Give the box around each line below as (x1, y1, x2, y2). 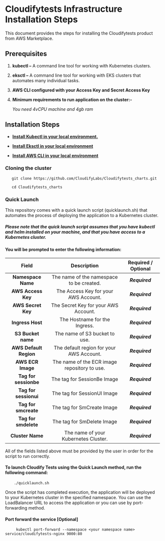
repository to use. (64, 364, 106, 371)
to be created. (68, 280, 101, 286)
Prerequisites (5, 50, 47, 58)
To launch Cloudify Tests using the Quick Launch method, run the (5, 464, 141, 471)
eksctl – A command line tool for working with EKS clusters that (12, 72, 141, 78)
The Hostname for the (59, 316, 110, 323)
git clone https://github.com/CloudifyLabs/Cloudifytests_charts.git (11, 176, 157, 181)
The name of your (64, 429, 106, 436)
